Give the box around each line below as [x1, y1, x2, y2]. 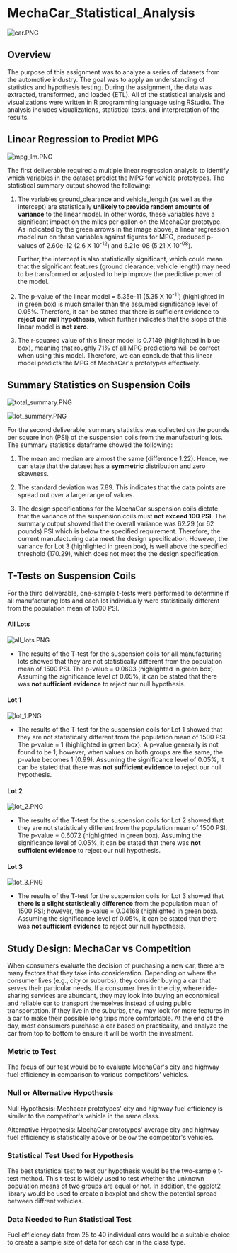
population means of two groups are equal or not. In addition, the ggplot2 [7, 1181, 221, 1191]
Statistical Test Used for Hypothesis [7, 1150, 134, 1160]
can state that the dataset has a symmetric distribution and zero [17, 462, 206, 470]
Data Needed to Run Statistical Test [7, 1214, 132, 1224]
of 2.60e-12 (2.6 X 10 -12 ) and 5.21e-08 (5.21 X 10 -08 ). [38, 239, 193, 249]
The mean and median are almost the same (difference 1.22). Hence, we [17, 454, 229, 463]
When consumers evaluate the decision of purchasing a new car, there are [7, 961, 224, 970]
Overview [7, 49, 52, 61]
